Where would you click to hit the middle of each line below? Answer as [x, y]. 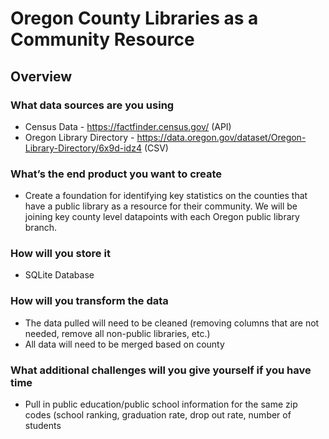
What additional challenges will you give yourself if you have [161, 370]
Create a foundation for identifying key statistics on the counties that [166, 196]
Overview [41, 76]
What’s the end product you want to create [116, 174]
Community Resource [102, 39]
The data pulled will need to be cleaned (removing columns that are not [172, 323]
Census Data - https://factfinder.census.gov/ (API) [128, 126]
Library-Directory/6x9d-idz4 [83, 148]
